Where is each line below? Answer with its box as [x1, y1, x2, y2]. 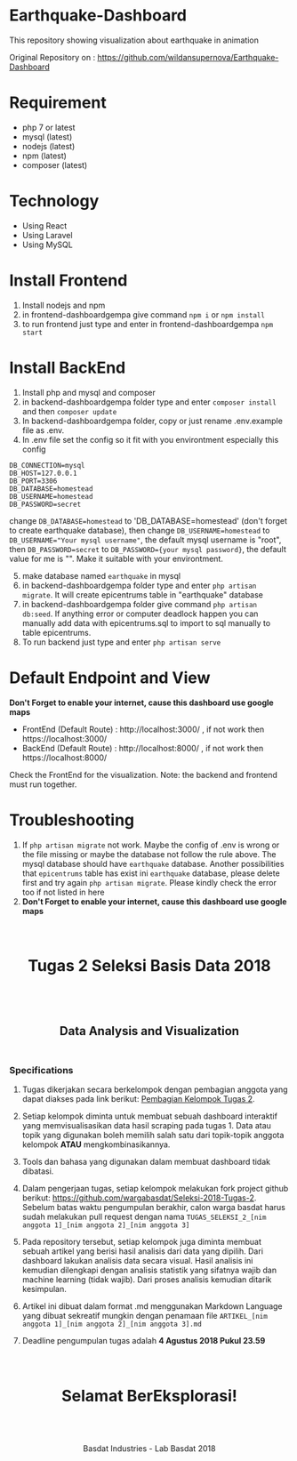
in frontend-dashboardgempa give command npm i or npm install [21, 309, 265, 320]
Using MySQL [21, 239, 73, 250]
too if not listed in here [21, 887, 105, 897]
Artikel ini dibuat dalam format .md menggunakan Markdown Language [21, 1301, 283, 1312]
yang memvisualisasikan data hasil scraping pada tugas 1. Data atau [21, 1120, 271, 1131]
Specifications [9, 1064, 74, 1077]
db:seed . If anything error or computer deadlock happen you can [21, 608, 259, 619]
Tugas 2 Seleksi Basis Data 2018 [28, 955, 271, 975]
